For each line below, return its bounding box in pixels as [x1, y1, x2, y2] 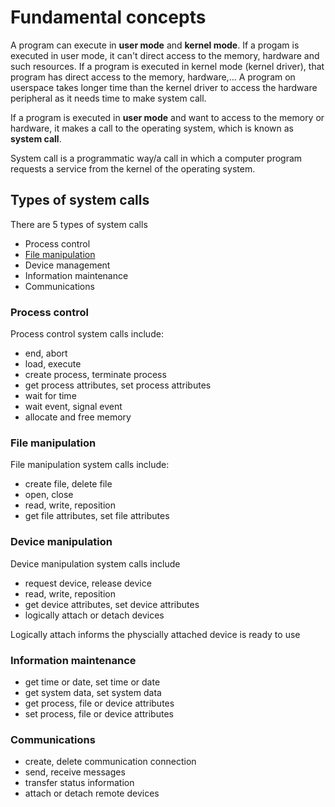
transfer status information [24, 777, 135, 789]
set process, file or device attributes [24, 707, 174, 720]
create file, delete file [24, 478, 113, 490]
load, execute [24, 358, 82, 370]
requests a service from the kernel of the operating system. [10, 162, 256, 175]
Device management [24, 259, 111, 271]
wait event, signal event [24, 401, 123, 413]
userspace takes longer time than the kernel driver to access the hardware [10, 81, 318, 93]
